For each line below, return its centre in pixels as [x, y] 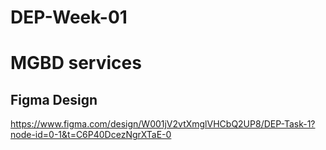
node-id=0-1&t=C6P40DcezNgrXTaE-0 [91, 135]
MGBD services [76, 63]
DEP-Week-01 [69, 17]
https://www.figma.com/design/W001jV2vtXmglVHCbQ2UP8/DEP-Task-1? [163, 124]
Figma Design [54, 99]
